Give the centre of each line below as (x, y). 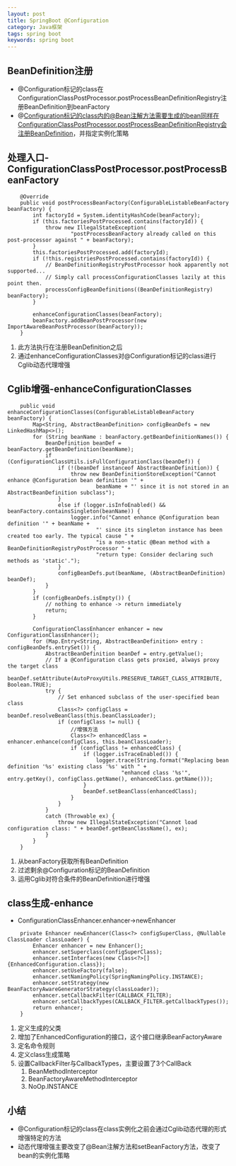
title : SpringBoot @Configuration (58, 21)
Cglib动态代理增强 (44, 365)
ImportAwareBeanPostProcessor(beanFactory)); (75, 326)
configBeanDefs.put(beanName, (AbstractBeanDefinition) (142, 573)
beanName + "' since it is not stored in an (163, 486)
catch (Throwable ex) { (80, 816)
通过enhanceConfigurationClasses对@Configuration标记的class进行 (117, 355)
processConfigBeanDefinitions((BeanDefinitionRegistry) (129, 290)
